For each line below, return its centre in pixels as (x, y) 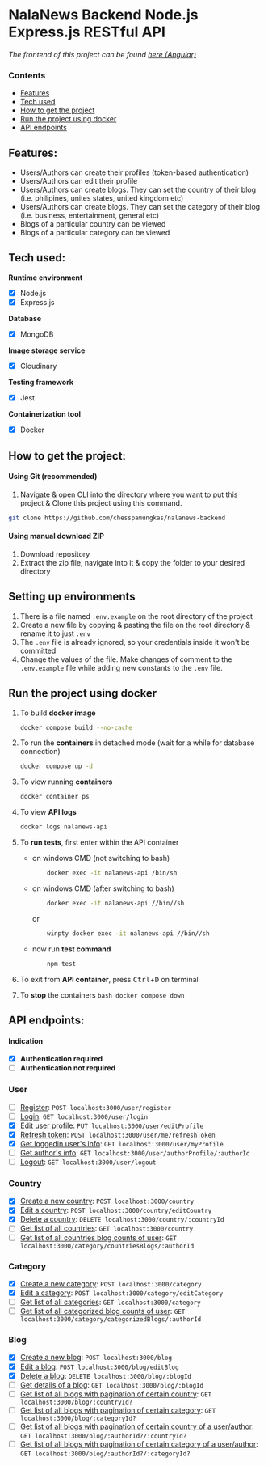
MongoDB (37, 334)
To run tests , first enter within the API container (99, 842)
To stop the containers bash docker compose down (102, 995)
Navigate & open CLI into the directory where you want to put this (129, 494)
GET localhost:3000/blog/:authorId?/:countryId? (103, 1436)
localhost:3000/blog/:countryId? (76, 1402)
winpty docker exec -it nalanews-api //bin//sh (128, 933)
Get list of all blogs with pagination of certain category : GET (118, 1410)
